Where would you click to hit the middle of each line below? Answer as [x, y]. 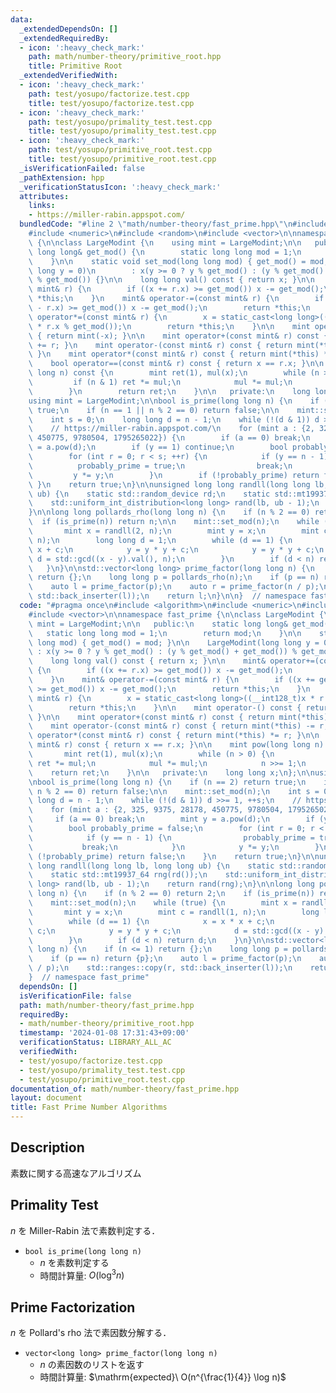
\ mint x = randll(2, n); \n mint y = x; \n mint [174, 531]
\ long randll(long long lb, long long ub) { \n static [151, 866]
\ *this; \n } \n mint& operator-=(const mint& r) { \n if [176, 299]
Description [47, 1147]
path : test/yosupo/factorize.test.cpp [109, 94]
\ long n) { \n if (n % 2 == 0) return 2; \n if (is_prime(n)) [171, 894]
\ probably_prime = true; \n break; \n [160, 466]
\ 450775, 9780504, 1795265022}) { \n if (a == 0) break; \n [169, 438]
